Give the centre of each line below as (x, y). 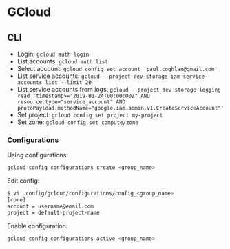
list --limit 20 (68, 83)
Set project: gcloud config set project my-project (90, 115)
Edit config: (23, 181)
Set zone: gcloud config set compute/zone (78, 122)
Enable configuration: (38, 226)
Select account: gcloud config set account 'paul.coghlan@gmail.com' (117, 69)
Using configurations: (38, 155)
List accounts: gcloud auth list (63, 61)
